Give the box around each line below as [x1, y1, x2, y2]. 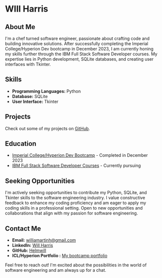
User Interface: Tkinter [12, 98, 59, 104]
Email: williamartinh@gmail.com [12, 237, 76, 243]
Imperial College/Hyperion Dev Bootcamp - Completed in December [12, 152, 148, 158]
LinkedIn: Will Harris [12, 243, 53, 248]
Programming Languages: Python [12, 88, 81, 94]
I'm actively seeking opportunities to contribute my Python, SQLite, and [5, 190, 147, 196]
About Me [5, 23, 35, 31]
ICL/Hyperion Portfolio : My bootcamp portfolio [12, 253, 108, 259]
